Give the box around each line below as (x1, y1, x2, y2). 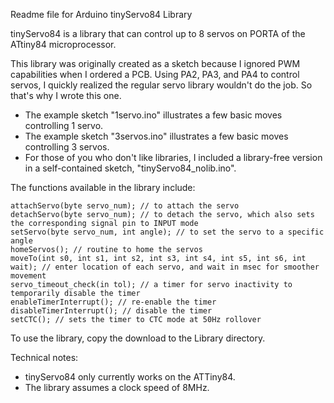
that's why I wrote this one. (10, 90, 122, 101)
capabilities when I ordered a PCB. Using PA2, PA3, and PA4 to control (10, 69, 300, 80)
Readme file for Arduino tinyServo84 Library (10, 9, 193, 20)
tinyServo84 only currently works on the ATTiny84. (24, 371, 236, 383)
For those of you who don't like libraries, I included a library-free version (24, 152, 323, 163)
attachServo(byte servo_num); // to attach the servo (10, 201, 240, 211)
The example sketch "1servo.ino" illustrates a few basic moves (24, 109, 283, 121)
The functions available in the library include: (10, 182, 196, 193)
